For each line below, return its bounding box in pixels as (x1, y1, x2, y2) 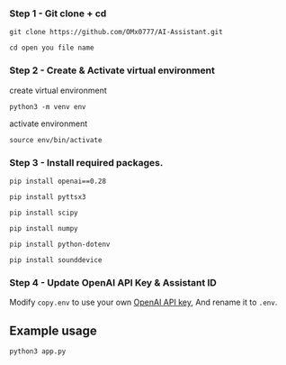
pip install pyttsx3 (9, 192, 87, 201)
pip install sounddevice (9, 255, 103, 264)
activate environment (9, 118, 88, 129)
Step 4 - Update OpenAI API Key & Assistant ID (9, 276, 218, 288)
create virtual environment (9, 85, 108, 96)
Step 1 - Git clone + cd (9, 7, 107, 20)
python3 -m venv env (9, 102, 87, 111)
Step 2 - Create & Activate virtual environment (9, 64, 216, 77)
